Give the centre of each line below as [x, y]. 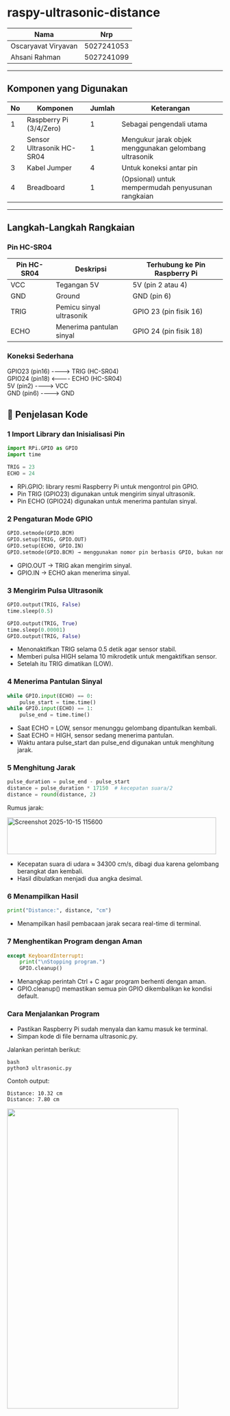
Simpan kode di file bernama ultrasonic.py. [77, 1036]
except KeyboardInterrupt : [46, 956]
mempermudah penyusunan [167, 187]
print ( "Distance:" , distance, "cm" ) [59, 910]
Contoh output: [28, 1081]
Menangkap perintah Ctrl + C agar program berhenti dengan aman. [112, 982]
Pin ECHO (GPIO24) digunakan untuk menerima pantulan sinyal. [107, 501]
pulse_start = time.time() [58, 702]
